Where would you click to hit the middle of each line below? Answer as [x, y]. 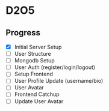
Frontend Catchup [37, 94]
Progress [23, 33]
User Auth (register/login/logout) [55, 67]
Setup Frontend [34, 74]
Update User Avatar [39, 101]
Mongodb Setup [34, 61]
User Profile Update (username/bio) [59, 81]
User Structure [33, 54]
